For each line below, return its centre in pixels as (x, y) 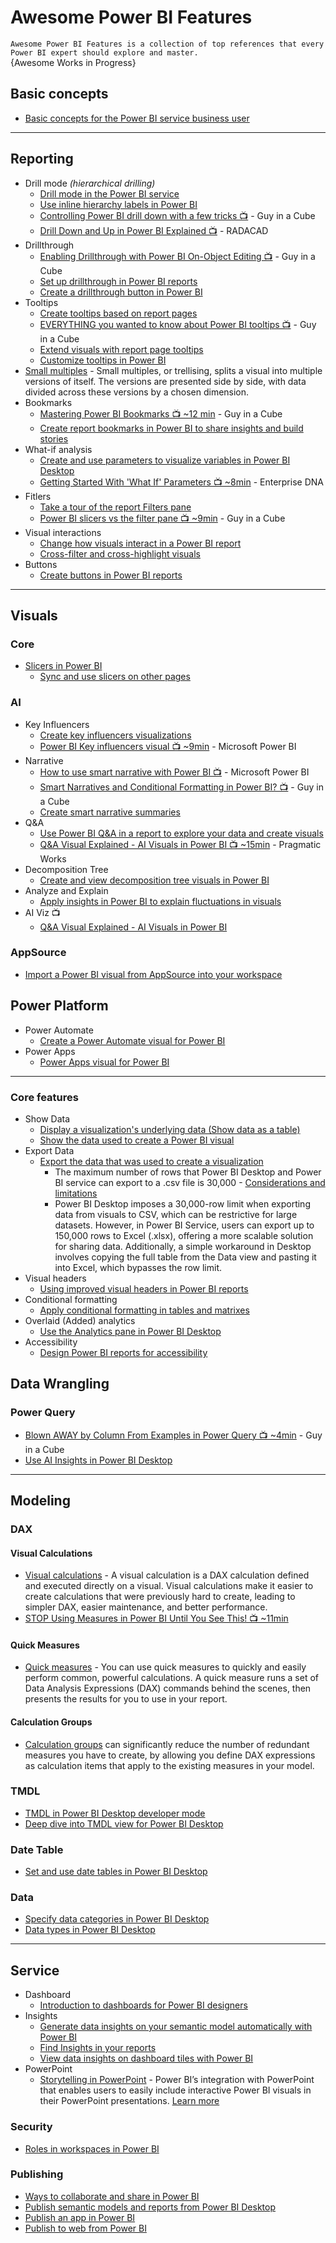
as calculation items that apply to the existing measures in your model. (169, 1765)
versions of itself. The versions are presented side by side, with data (165, 381)
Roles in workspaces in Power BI (92, 2148)
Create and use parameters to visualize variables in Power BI (165, 460)
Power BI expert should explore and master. (104, 52)
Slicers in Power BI (63, 666)
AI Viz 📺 (42, 912)
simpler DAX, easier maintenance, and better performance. (146, 1607)
